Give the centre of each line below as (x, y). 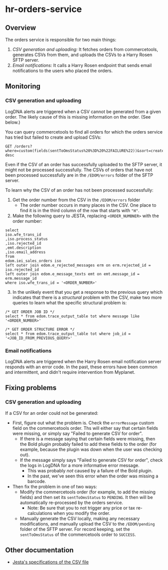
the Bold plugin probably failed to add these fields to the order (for (88, 444)
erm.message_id (21, 278)
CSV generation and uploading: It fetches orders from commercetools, (85, 49)
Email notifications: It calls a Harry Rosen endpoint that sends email (82, 65)
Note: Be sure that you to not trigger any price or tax (81, 508)
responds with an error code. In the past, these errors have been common (81, 367)
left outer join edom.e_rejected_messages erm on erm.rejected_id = (78, 265)
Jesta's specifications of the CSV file (50, 562)
